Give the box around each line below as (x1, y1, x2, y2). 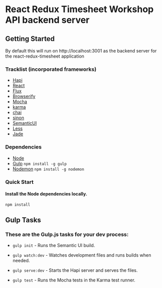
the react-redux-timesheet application (5, 53, 85, 59)
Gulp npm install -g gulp (12, 160, 67, 166)
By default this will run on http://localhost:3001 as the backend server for (5, 48, 157, 54)
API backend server (5, 14, 90, 26)
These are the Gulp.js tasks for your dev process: (5, 231, 129, 238)
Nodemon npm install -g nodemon (12, 166, 84, 172)
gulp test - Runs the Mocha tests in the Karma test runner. (12, 277, 135, 283)
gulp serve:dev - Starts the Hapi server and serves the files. (12, 267, 138, 273)
